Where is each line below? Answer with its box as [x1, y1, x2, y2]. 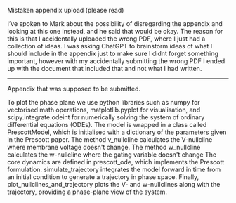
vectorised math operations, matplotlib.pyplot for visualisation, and [7, 105, 201, 114]
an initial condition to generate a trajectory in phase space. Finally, [7, 173, 199, 181]
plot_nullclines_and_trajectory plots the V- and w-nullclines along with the [7, 181, 221, 188]
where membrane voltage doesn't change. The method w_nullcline [7, 143, 201, 151]
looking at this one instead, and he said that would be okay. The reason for [7, 27, 223, 35]
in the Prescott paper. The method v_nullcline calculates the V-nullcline [7, 136, 213, 143]
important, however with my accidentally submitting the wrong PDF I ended [7, 57, 225, 65]
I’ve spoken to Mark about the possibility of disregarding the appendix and [7, 20, 223, 27]
